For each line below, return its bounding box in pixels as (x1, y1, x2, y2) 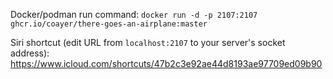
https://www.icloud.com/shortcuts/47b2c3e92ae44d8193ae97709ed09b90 (10, 58, 323, 69)
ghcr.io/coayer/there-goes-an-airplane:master (10, 19, 208, 29)
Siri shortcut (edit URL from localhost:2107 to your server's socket (10, 37, 286, 48)
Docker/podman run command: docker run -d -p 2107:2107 (10, 9, 258, 20)
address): (10, 47, 50, 59)
